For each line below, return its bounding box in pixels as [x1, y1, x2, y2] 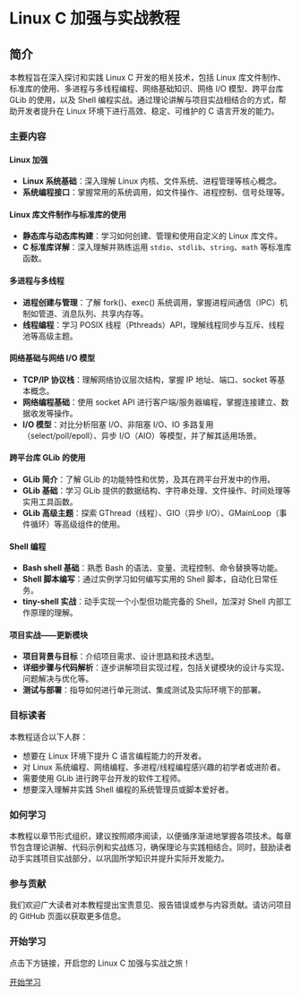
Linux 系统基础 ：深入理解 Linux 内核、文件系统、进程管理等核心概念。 [21, 176, 282, 186]
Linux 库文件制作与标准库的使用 [9, 209, 127, 219]
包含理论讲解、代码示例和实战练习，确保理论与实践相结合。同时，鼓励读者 [16, 841, 292, 852]
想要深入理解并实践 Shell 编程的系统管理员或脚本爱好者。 [21, 784, 234, 794]
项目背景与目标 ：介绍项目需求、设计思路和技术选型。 [21, 651, 219, 662]
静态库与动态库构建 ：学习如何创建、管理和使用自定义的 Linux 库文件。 [21, 230, 283, 242]
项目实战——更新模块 [9, 629, 88, 640]
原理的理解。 [30, 607, 78, 618]
